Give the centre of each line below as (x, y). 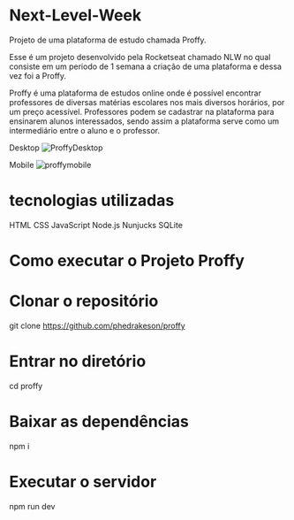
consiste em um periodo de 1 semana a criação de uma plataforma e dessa (146, 66)
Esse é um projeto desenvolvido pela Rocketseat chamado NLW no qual (140, 57)
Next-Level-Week (75, 15)
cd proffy (26, 386)
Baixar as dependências (99, 422)
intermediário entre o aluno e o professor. (85, 130)
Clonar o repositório (84, 301)
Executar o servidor (83, 482)
